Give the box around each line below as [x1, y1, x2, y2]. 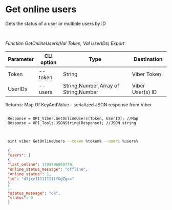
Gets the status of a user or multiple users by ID [5, 20, 106, 27]
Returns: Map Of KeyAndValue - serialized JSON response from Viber [5, 101, 152, 108]
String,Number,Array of [63, 82, 119, 89]
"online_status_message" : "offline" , [7, 167, 88, 172]
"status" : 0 [7, 195, 33, 200]
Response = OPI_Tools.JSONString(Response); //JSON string [7, 120, 137, 126]
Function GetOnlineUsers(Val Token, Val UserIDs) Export [5, 40, 125, 46]
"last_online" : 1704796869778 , [7, 162, 74, 167]
